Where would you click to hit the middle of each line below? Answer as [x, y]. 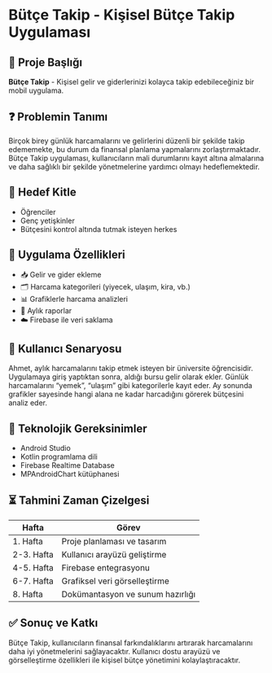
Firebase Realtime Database [68, 465]
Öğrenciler [38, 212]
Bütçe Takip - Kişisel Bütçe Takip [122, 15]
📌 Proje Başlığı [46, 62]
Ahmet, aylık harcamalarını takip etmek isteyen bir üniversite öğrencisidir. [131, 369]
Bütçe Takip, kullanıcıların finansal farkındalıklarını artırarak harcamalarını [131, 642]
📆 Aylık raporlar [46, 311]
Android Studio [45, 448]
